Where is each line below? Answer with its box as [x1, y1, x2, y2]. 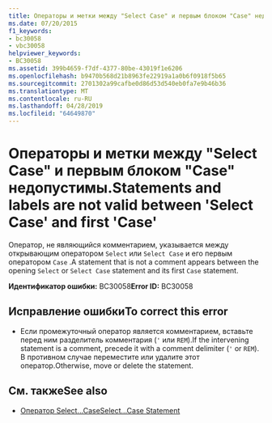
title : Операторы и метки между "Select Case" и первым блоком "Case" [8, 11, 252, 20]
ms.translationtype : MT [8, 87, 89, 95]
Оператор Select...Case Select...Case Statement [19, 405, 181, 415]
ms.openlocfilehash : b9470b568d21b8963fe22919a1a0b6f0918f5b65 [8, 72, 227, 80]
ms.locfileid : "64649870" [8, 110, 96, 118]
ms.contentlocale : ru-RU [8, 95, 92, 103]
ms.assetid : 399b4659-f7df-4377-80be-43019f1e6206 [8, 65, 183, 73]
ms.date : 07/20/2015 [8, 19, 79, 27]
